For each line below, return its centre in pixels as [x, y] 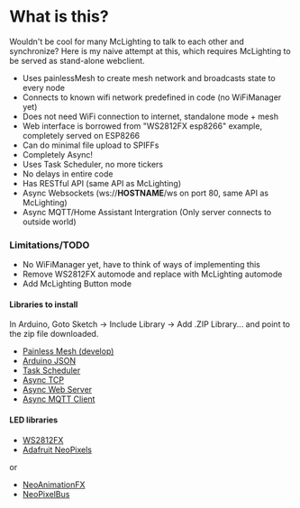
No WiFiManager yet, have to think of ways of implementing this [141, 265]
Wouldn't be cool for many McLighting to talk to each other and [127, 41]
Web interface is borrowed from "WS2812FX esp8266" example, [142, 126]
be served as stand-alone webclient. [77, 60]
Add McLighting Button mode [77, 284]
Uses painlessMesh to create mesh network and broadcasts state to [149, 77]
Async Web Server [57, 390]
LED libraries [34, 420]
